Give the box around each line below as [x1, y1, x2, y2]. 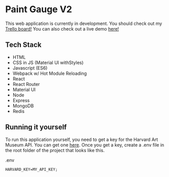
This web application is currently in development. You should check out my [5, 20, 162, 26]
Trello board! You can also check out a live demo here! [5, 25, 119, 32]
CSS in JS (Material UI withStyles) [12, 60, 84, 66]
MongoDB [12, 103, 34, 109]
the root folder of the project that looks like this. [5, 147, 105, 153]
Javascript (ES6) [12, 65, 48, 71]
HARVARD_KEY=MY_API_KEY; [5, 167, 58, 172]
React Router [12, 81, 40, 87]
